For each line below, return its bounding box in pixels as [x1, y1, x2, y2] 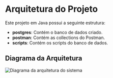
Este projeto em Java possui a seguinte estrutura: [5, 20, 106, 26]
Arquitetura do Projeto [5, 3, 98, 15]
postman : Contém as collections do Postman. [12, 35, 105, 40]
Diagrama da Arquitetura [5, 54, 83, 63]
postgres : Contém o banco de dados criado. [12, 29, 103, 35]
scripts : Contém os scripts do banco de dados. [12, 39, 108, 45]
